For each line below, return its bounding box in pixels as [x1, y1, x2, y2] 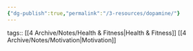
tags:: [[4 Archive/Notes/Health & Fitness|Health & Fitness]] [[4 [7, 29, 187, 37]
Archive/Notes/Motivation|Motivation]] [7, 35, 116, 44]
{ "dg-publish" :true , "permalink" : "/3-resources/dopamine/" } [7, 10, 181, 17]
